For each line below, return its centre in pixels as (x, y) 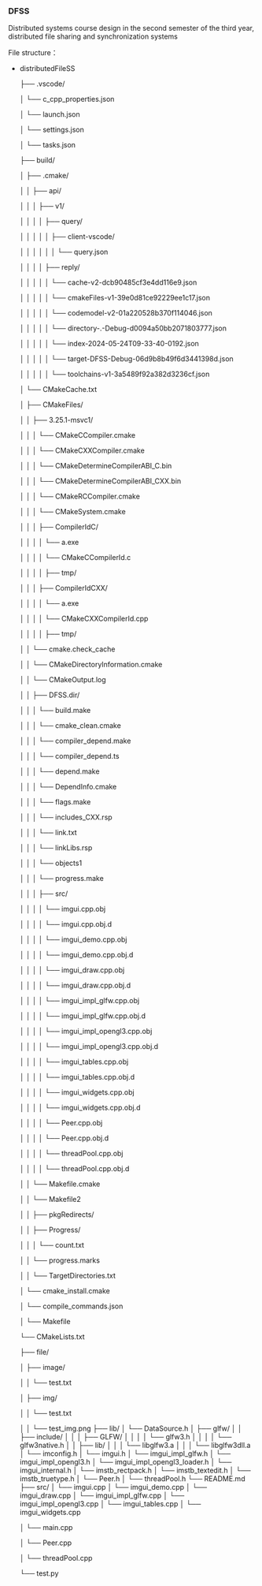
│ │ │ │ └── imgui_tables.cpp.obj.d (77, 1077)
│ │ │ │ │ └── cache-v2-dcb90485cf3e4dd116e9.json (108, 282)
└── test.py (39, 1573)
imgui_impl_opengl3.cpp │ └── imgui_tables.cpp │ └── (110, 1504)
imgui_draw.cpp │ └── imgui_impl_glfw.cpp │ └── (102, 1495)
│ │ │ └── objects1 (51, 863)
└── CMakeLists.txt (52, 1337)
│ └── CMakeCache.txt (58, 390)
